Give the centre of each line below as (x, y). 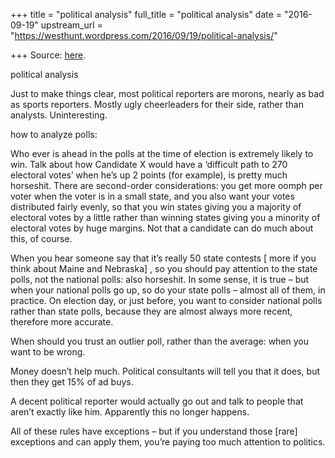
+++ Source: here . (48, 55)
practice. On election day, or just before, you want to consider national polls (166, 300)
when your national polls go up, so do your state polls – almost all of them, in (168, 290)
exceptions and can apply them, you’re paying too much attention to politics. (168, 442)
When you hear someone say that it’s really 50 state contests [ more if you (163, 258)
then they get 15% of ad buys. (72, 382)
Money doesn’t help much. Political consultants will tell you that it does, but (165, 371)
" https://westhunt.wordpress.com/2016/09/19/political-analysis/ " (144, 35)
